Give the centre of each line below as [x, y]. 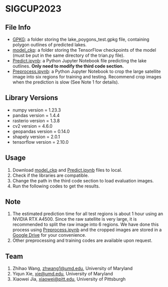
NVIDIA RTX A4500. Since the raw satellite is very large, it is [74, 219]
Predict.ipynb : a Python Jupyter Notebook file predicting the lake [79, 61]
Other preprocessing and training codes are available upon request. [82, 241]
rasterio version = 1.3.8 [36, 121]
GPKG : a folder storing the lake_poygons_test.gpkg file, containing [81, 39]
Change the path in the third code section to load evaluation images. [83, 180]
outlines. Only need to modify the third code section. [68, 66]
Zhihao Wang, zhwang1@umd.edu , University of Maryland [72, 268]
